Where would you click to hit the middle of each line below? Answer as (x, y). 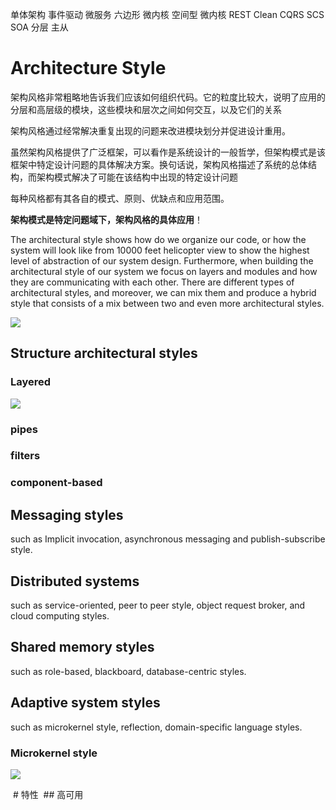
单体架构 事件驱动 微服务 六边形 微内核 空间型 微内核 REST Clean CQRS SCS (167, 14)
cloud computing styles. (60, 616)
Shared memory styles (82, 647)
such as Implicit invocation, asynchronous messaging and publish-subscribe (168, 539)
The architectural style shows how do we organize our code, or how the (158, 239)
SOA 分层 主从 (39, 27)
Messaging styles (67, 514)
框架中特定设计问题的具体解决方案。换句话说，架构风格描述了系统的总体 (159, 164)
